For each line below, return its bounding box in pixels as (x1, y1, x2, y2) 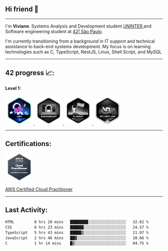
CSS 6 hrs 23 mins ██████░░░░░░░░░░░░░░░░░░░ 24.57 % (5, 224, 149, 230)
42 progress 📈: (5, 69, 54, 77)
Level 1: (5, 85, 21, 91)
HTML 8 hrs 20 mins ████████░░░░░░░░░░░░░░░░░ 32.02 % (5, 219, 149, 225)
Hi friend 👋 (5, 5, 39, 14)
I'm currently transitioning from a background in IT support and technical (5, 38, 155, 44)
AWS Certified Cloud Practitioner (5, 186, 73, 192)
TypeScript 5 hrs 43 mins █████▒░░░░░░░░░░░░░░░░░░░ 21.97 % (5, 230, 149, 235)
